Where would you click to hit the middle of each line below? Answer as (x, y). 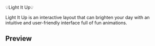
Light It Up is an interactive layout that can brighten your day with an (77, 17)
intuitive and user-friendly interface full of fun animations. (66, 23)
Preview (19, 39)
